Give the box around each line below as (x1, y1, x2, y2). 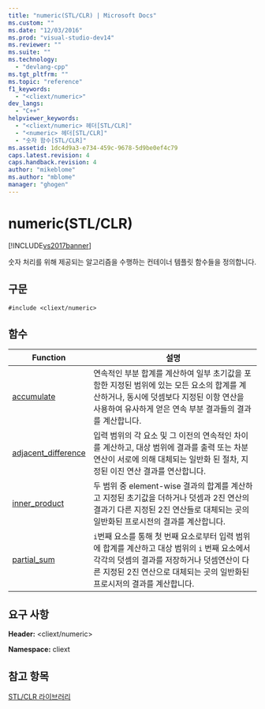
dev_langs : (8, 100, 44, 107)
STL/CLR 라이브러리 (8, 692, 71, 701)
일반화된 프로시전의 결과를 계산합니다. (93, 516, 226, 527)
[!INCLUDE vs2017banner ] (8, 240, 92, 250)
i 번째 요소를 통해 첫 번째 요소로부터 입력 (93, 531, 234, 542)
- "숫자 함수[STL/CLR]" (15, 136, 87, 145)
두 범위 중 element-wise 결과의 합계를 (93, 481, 230, 492)
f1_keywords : (8, 85, 51, 93)
